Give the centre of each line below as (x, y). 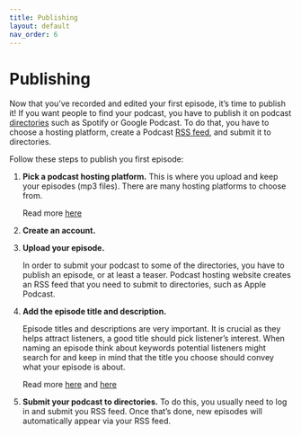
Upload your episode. (63, 248)
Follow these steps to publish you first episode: (97, 159)
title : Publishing (44, 18)
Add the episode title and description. (94, 312)
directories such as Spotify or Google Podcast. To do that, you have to (139, 123)
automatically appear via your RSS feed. (97, 421)
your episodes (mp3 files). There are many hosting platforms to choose (154, 186)
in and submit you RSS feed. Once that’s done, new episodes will (142, 412)
